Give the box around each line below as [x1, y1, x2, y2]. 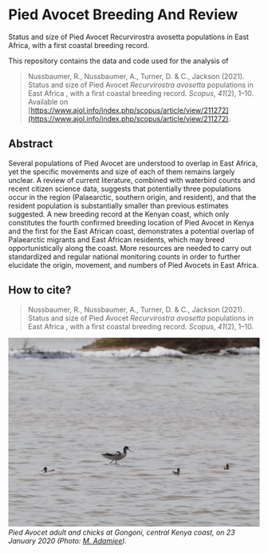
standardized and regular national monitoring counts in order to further [8, 252, 241, 261]
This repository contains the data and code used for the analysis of [8, 56, 229, 66]
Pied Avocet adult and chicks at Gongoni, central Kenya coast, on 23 [8, 527, 235, 537]
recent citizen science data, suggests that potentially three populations [8, 184, 242, 193]
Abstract [8, 137, 53, 151]
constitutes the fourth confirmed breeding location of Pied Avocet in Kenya [8, 217, 254, 227]
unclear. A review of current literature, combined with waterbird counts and [8, 175, 255, 185]
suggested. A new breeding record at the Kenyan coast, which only [8, 209, 230, 219]
